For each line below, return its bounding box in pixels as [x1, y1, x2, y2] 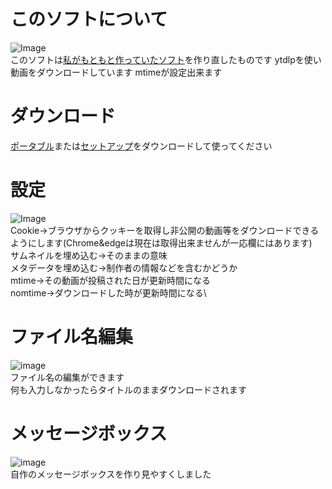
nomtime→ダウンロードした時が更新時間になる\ [10, 286, 207, 299]
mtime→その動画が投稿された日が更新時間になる [10, 274, 212, 286]
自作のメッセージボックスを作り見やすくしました [10, 468, 212, 480]
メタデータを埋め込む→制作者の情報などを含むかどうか [10, 261, 238, 274]
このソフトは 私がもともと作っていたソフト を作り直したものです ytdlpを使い [10, 53, 322, 65]
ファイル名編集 [10, 326, 134, 348]
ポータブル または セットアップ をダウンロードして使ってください [10, 140, 273, 152]
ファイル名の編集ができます [10, 371, 125, 383]
